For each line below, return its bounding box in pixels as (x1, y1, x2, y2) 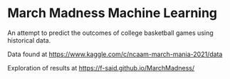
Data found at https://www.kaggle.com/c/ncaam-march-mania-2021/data (7, 50, 223, 58)
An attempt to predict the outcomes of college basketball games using (7, 28, 214, 37)
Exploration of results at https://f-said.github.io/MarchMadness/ (7, 63, 194, 72)
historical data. (7, 36, 51, 44)
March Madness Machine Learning (7, 5, 218, 21)
